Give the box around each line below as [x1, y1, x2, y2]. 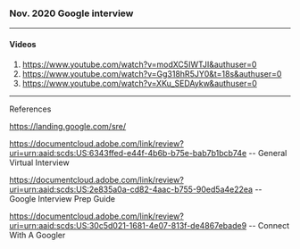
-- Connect [248, 220, 290, 230]
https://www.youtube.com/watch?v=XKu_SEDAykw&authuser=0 [21, 78, 257, 88]
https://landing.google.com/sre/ [9, 120, 127, 131]
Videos [9, 38, 37, 49]
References [9, 104, 52, 114]
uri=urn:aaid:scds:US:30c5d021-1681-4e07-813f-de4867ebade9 [9, 220, 247, 230]
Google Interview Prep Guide [9, 193, 116, 203]
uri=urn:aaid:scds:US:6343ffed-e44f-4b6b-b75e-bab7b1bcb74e [9, 147, 247, 158]
